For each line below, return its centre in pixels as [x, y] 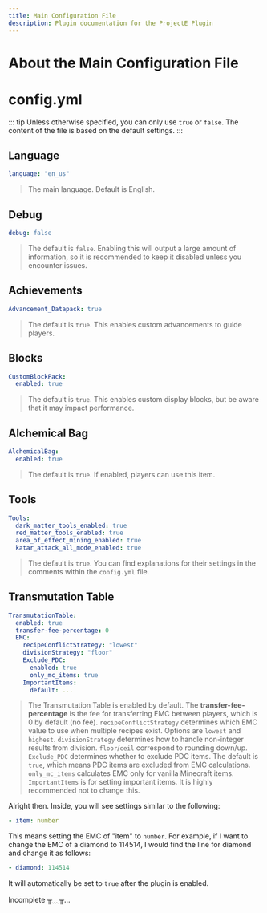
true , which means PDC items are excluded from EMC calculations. [139, 765]
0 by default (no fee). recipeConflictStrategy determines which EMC [143, 722]
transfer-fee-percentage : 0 [63, 631]
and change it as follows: [49, 853]
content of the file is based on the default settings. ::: [95, 130]
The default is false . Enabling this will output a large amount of [132, 248]
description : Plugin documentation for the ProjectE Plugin [111, 23]
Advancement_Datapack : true [55, 309]
